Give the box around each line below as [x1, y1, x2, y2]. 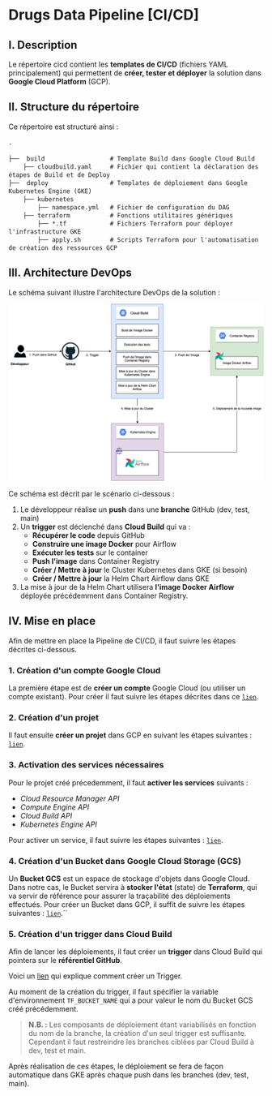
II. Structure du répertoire [8, 100, 139, 114]
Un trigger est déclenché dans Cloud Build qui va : [19, 522, 191, 532]
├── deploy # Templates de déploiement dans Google [8, 178, 249, 187]
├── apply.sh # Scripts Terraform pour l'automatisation [37, 235, 259, 244]
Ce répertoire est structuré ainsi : [8, 122, 119, 131]
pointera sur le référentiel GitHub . [8, 956, 123, 965]
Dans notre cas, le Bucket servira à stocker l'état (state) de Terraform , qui [8, 883, 257, 892]
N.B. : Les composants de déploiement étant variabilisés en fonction [28, 1020, 257, 1029]
